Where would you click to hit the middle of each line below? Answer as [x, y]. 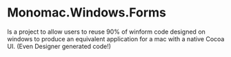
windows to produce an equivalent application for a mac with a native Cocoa [116, 38]
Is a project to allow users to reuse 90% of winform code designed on [106, 32]
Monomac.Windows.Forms [87, 13]
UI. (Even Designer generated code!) [59, 46]
